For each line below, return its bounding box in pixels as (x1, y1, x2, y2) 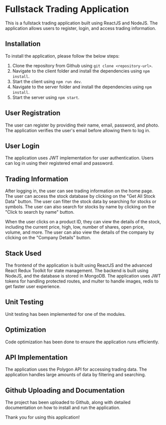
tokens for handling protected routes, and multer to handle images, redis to (5, 278, 159, 284)
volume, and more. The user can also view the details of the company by (5, 229, 154, 235)
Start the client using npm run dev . (12, 78, 82, 84)
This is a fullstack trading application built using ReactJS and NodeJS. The (5, 20, 158, 26)
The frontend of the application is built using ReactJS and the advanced (5, 263, 153, 268)
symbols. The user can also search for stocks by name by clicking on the (5, 204, 155, 210)
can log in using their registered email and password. (5, 160, 114, 166)
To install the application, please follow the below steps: (5, 53, 120, 59)
